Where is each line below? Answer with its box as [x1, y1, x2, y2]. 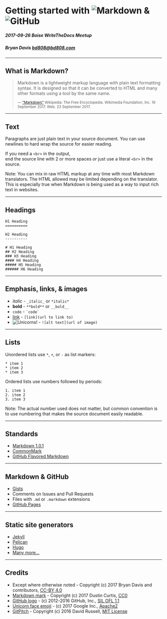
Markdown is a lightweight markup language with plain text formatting [17, 80, 161, 86]
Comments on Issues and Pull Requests [12, 491, 93, 497]
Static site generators [5, 521, 74, 529]
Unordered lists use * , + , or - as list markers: [5, 351, 96, 357]
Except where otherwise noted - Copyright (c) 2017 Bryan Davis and [12, 582, 153, 588]
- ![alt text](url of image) [38, 319, 98, 325]
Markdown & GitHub [5, 472, 69, 481]
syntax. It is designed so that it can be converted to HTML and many [17, 85, 158, 91]
